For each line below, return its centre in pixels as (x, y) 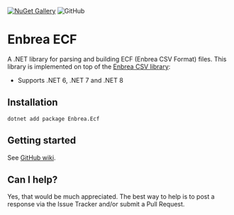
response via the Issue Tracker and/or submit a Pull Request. (96, 204)
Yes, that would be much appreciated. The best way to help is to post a (111, 197)
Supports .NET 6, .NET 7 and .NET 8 (71, 80)
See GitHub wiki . (32, 157)
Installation (33, 103)
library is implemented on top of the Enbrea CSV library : (89, 66)
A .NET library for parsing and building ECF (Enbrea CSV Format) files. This (117, 59)
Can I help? (33, 179)
